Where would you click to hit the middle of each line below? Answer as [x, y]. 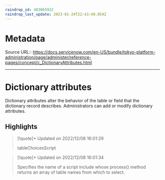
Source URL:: [18, 52]
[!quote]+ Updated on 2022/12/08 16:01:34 [60, 157]
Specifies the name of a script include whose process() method [81, 167]
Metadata [25, 39]
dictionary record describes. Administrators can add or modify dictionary [79, 106]
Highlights [21, 127]
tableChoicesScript [37, 148]
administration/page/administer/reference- [48, 58]
